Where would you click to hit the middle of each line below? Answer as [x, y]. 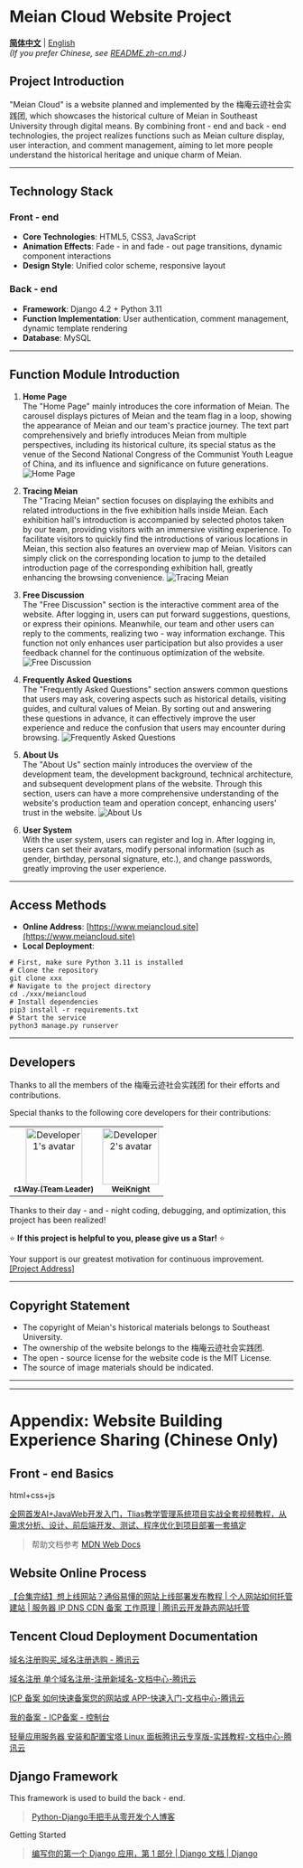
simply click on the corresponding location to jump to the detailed [144, 558]
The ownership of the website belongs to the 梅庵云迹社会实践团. [143, 1347]
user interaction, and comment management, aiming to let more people [141, 145]
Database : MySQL [57, 337]
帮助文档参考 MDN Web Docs [86, 1544]
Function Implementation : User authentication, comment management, [156, 318]
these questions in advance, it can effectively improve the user [139, 718]
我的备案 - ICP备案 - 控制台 [60, 1717]
